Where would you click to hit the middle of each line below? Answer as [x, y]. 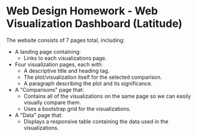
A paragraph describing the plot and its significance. [88, 83]
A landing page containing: [48, 51]
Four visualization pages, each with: [59, 64]
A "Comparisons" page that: [49, 89]
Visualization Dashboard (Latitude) [94, 24]
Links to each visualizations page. [65, 58]
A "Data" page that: [39, 115]
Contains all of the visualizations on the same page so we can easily [107, 96]
